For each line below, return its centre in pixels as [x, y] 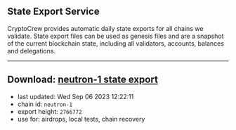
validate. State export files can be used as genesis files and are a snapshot [116, 36]
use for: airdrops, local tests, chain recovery [81, 119]
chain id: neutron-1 [45, 104]
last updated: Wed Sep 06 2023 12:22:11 [76, 96]
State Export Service [53, 12]
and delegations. [32, 51]
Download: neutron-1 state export [83, 80]
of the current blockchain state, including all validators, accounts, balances [116, 43]
